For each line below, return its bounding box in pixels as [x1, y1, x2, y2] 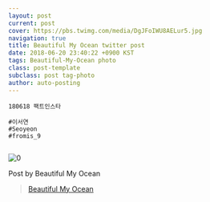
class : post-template [8, 64, 81, 72]
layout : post [8, 11, 52, 20]
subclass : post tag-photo [8, 71, 95, 79]
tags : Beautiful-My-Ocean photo [8, 57, 116, 65]
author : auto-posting [8, 79, 81, 87]
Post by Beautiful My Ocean [8, 168, 101, 178]
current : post [8, 19, 56, 27]
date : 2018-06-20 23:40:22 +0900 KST [8, 49, 135, 57]
